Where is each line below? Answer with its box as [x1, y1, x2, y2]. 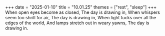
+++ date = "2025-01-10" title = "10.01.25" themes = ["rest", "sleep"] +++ [5, 4, 156, 10]
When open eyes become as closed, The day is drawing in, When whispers [5, 9, 160, 15]
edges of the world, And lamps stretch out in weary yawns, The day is [5, 20, 149, 26]
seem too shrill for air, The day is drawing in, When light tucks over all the [5, 15, 156, 20]
